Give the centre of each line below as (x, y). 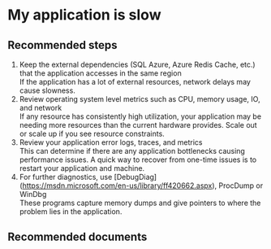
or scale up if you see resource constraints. (92, 133)
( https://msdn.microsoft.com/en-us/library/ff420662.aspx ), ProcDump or (141, 186)
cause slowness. (47, 90)
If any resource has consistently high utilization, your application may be (140, 116)
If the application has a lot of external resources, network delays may (135, 82)
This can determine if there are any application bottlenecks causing (132, 151)
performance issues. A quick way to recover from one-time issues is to (138, 159)
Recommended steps (62, 45)
